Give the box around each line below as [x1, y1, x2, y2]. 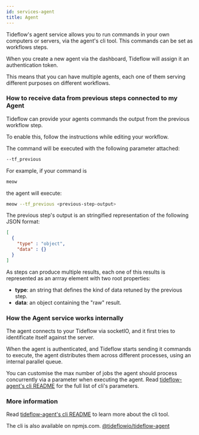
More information [6, 397, 58, 405]
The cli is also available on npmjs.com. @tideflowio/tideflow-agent [6, 422, 170, 430]
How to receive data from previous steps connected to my [6, 94, 178, 102]
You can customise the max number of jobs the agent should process [6, 369, 177, 376]
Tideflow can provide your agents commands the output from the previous [6, 115, 190, 122]
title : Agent [6, 14, 39, 20]
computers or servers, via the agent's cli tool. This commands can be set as [6, 37, 193, 44]
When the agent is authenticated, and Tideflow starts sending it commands [6, 345, 191, 353]
